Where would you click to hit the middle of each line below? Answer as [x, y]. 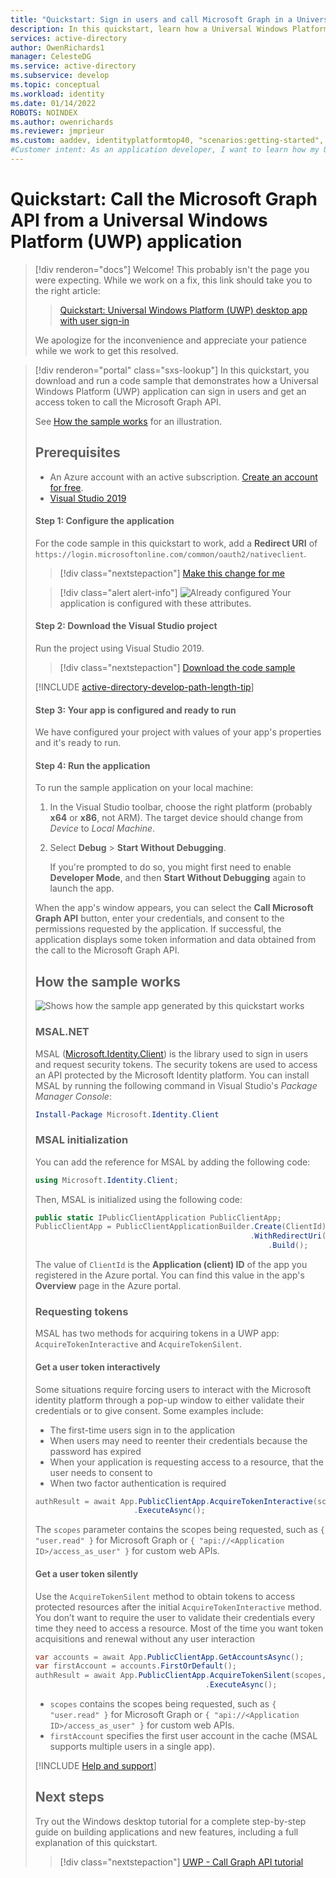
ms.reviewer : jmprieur [57, 131]
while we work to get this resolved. [106, 350]
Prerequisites [77, 452]
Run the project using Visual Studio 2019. [119, 648]
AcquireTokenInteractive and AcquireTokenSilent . [138, 1344]
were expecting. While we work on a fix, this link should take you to [173, 280]
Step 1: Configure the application [104, 521]
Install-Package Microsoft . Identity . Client [127, 1114]
